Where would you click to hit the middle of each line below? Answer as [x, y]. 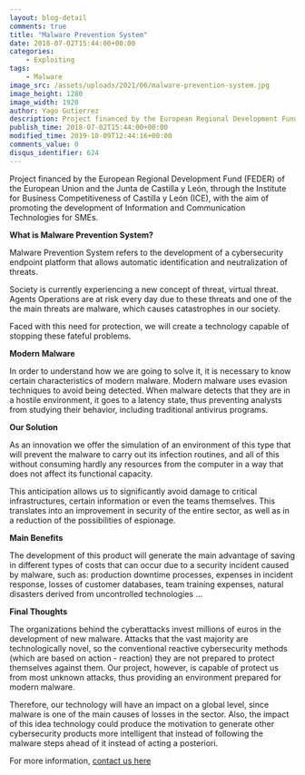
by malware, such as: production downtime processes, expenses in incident [151, 574]
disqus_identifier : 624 [54, 152]
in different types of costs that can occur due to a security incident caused [149, 564]
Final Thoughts [39, 611]
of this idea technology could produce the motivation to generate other [142, 723]
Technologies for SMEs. [54, 217]
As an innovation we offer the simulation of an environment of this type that [150, 445]
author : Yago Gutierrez [54, 111]
